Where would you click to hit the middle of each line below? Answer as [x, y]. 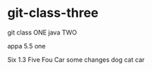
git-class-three [53, 13]
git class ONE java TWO [42, 32]
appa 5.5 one [27, 46]
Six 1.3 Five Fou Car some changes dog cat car [76, 59]
